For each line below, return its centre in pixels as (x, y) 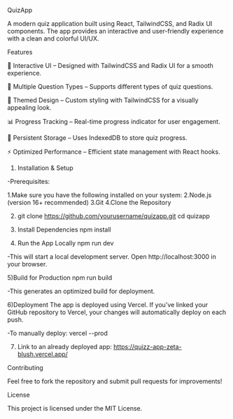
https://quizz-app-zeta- (147, 347)
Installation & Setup (45, 168)
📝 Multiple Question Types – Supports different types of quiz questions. (110, 86)
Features (20, 52)
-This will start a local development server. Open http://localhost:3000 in (112, 257)
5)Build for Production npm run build (60, 278)
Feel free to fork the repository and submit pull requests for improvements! (115, 381)
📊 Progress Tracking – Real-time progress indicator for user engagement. (114, 121)
